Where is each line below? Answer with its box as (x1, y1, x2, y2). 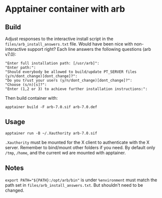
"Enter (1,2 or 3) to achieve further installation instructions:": (5, 87, 148, 91)
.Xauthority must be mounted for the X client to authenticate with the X (5, 139, 150, 145)
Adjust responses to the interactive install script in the (5, 36, 114, 42)
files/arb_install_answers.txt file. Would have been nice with (5, 41, 133, 47)
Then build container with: (5, 95, 58, 101)
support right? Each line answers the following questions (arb (27, 46, 151, 52)
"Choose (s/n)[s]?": (5, 82, 47, 87)
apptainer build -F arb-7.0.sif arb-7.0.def (5, 105, 97, 110)
